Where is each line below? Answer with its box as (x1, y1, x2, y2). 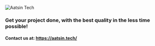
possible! (5, 23, 28, 29)
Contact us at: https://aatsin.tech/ (5, 35, 77, 41)
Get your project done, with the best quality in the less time (5, 17, 150, 23)
